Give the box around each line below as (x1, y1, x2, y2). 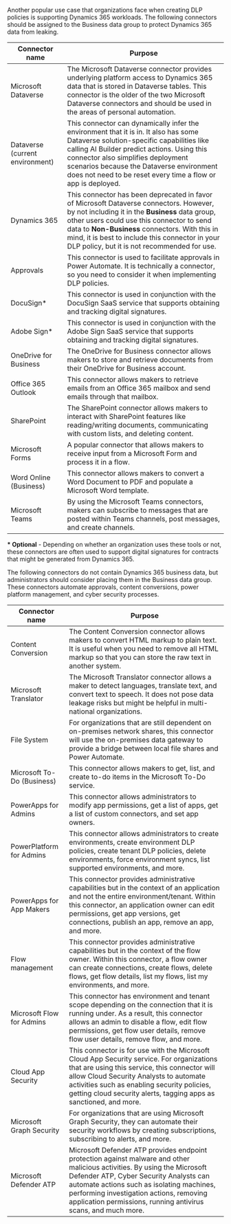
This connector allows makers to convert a (67, 469, 205, 477)
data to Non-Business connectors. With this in (67, 224, 219, 233)
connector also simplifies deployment (67, 153, 188, 162)
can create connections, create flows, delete (68, 963, 213, 972)
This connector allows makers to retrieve (67, 375, 199, 384)
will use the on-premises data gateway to (68, 736, 203, 744)
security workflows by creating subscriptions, (68, 1126, 217, 1135)
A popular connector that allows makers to (67, 440, 204, 449)
